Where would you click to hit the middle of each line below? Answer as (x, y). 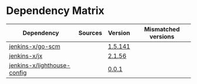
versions (162, 36)
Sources (90, 33)
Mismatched (162, 29)
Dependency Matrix (55, 11)
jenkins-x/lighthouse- (40, 65)
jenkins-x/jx (26, 55)
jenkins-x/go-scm (35, 46)
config (18, 72)
